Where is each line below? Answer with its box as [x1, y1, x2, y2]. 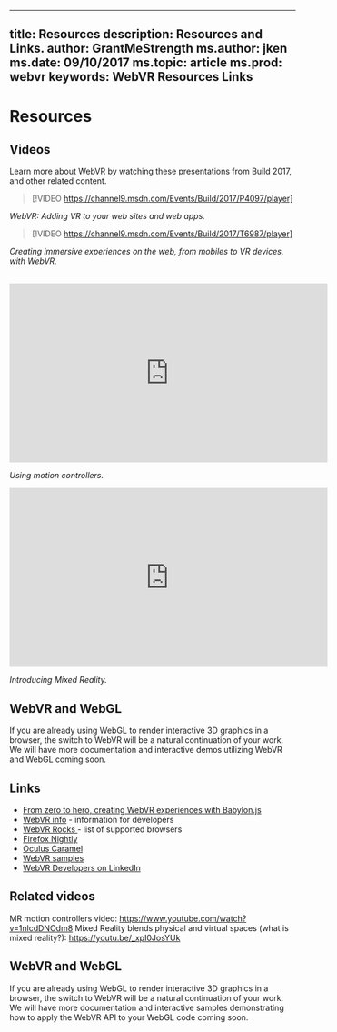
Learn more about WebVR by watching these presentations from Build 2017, [9, 165, 292, 177]
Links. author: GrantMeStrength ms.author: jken [9, 41, 288, 56]
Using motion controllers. [9, 470, 104, 481]
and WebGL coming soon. [9, 754, 107, 765]
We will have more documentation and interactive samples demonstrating [9, 1002, 284, 1013]
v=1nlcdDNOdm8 [9, 922, 74, 933]
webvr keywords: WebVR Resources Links [9, 69, 253, 85]
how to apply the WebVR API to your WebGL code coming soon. [9, 1011, 249, 1023]
